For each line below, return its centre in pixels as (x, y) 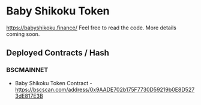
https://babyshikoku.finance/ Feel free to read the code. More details (91, 28)
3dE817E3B (29, 96)
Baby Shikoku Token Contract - (53, 83)
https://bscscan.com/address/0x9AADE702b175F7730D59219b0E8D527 (105, 89)
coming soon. (23, 34)
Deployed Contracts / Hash (58, 53)
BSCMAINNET (27, 70)
